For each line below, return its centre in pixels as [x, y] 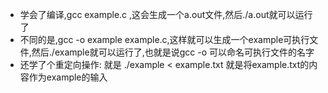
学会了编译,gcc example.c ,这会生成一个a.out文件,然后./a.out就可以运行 [166, 14]
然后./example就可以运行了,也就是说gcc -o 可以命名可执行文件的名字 [173, 52]
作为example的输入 [68, 77]
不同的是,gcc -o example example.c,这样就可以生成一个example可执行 [164, 39]
